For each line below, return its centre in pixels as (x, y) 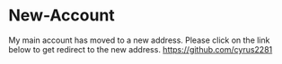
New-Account (62, 16)
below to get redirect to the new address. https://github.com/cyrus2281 (141, 49)
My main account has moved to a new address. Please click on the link (139, 40)
